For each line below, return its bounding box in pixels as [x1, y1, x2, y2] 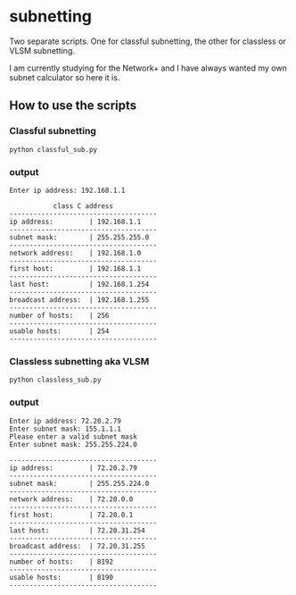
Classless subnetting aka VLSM [9, 355, 150, 367]
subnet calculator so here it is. [9, 71, 120, 82]
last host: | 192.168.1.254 [9, 280, 150, 289]
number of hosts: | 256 [9, 311, 110, 320]
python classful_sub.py [9, 145, 98, 154]
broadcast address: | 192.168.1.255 [9, 295, 150, 305]
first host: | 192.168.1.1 [9, 264, 142, 273]
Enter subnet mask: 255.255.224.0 [9, 440, 138, 448]
